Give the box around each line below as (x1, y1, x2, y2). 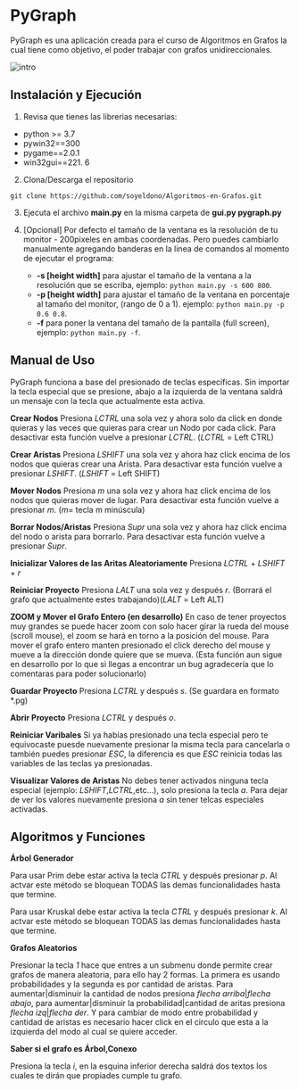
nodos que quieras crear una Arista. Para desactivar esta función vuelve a (10, 458, 283, 469)
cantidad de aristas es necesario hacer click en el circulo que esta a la (10, 1017, 269, 1028)
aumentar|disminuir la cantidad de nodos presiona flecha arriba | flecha (10, 988, 271, 999)
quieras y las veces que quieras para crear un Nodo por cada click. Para (10, 422, 276, 433)
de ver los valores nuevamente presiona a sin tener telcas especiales (10, 794, 264, 805)
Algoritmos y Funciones (10, 829, 145, 844)
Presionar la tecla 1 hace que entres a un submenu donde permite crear (10, 960, 273, 970)
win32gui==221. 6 (22, 157, 90, 168)
